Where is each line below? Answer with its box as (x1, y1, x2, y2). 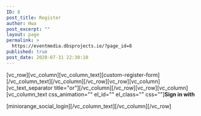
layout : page (6, 32, 40, 38)
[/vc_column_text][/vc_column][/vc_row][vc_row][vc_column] (6, 78, 160, 85)
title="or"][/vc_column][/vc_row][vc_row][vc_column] (54, 84, 188, 92)
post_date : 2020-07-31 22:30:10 (6, 54, 88, 60)
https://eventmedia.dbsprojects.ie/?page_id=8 (12, 43, 132, 49)
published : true (6, 49, 48, 55)
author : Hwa (6, 20, 37, 26)
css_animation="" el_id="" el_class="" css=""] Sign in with (48, 90, 195, 98)
